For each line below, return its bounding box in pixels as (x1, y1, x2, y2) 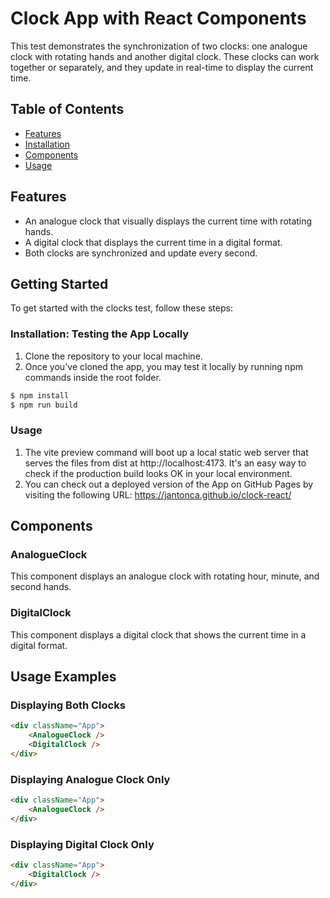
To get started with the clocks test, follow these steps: (10, 302, 233, 314)
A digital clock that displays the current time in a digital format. (24, 236, 283, 248)
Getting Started (10, 275, 109, 292)
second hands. (10, 581, 72, 593)
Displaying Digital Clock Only (10, 837, 155, 851)
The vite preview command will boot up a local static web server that (24, 446, 309, 458)
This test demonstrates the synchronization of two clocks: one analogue (10, 40, 308, 52)
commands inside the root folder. (24, 371, 162, 383)
